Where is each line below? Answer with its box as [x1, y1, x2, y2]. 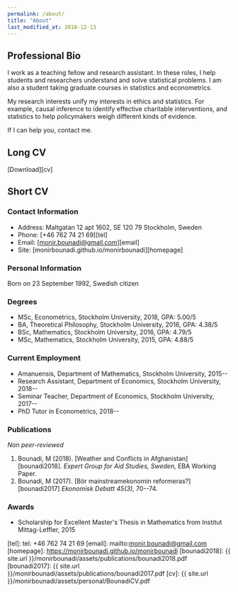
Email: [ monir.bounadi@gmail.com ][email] [17, 238, 140, 246]
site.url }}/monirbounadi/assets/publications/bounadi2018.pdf [7, 555, 188, 563]
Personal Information [7, 263, 81, 273]
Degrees [7, 296, 38, 306]
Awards [7, 501, 35, 511]
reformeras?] [152, 477, 191, 485]
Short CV [7, 185, 49, 198]
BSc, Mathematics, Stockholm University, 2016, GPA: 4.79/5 [17, 328, 193, 337]
